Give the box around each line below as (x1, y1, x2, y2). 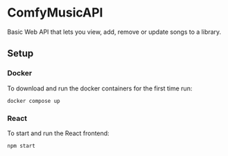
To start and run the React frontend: (7, 129, 109, 137)
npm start (7, 142, 36, 149)
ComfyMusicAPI (7, 5, 103, 21)
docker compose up (7, 97, 60, 104)
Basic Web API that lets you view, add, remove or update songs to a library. (7, 28, 222, 36)
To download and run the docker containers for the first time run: (7, 84, 193, 92)
